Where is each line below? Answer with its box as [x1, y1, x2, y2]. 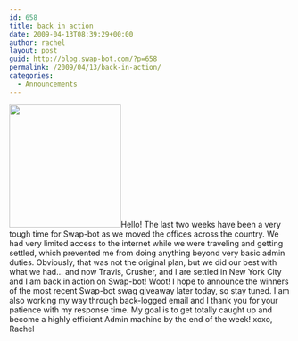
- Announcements [17, 79, 78, 88]
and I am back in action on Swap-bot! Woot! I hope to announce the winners [9, 276, 289, 287]
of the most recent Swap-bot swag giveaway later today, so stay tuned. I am [9, 285, 290, 295]
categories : [9, 71, 54, 80]
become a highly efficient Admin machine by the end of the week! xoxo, [9, 313, 273, 324]
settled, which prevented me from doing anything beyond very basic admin [9, 247, 286, 258]
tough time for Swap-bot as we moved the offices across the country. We [9, 229, 279, 239]
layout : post [9, 46, 58, 55]
